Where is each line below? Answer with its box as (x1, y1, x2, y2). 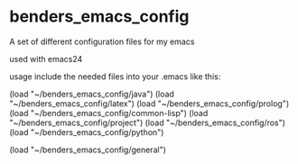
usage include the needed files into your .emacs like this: (9, 70, 221, 82)
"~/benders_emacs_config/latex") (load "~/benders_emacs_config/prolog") (9, 97, 290, 109)
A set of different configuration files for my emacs (9, 36, 195, 47)
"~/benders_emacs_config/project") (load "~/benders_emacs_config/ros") (9, 117, 286, 128)
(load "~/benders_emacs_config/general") (9, 144, 167, 155)
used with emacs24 (9, 53, 83, 64)
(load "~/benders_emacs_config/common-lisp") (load (9, 107, 209, 118)
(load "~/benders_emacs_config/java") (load (9, 88, 174, 99)
